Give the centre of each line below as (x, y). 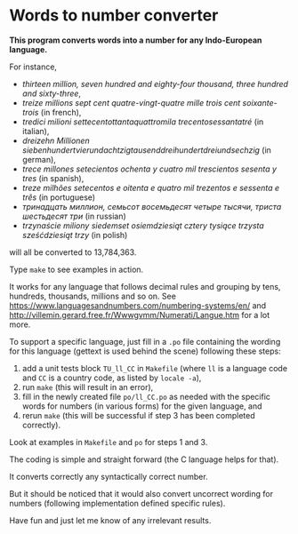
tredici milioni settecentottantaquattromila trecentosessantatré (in (143, 122)
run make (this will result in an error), (88, 387)
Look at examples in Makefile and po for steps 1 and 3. (109, 442)
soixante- (260, 102)
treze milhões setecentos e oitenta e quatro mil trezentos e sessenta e (151, 187)
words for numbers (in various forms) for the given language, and (142, 406)
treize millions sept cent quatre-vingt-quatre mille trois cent (131, 102)
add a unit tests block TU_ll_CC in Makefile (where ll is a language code (154, 368)
